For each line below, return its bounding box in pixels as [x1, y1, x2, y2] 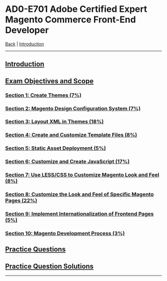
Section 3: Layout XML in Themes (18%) [5, 118, 104, 125]
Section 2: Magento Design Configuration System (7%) [5, 105, 141, 112]
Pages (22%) [5, 197, 37, 204]
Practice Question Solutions [5, 262, 94, 271]
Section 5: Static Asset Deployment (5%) [5, 145, 106, 152]
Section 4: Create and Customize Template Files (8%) [5, 131, 138, 138]
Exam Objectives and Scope [5, 77, 94, 85]
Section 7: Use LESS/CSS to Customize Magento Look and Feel [5, 171, 160, 178]
